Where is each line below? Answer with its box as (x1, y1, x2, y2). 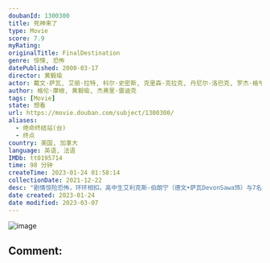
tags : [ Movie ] (8, 94, 56, 102)
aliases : (8, 117, 38, 125)
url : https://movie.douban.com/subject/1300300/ (8, 109, 174, 117)
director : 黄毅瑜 (8, 72, 63, 80)
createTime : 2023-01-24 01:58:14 (8, 169, 121, 177)
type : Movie (8, 27, 48, 35)
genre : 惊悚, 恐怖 (8, 57, 66, 65)
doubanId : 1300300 (8, 11, 70, 20)
